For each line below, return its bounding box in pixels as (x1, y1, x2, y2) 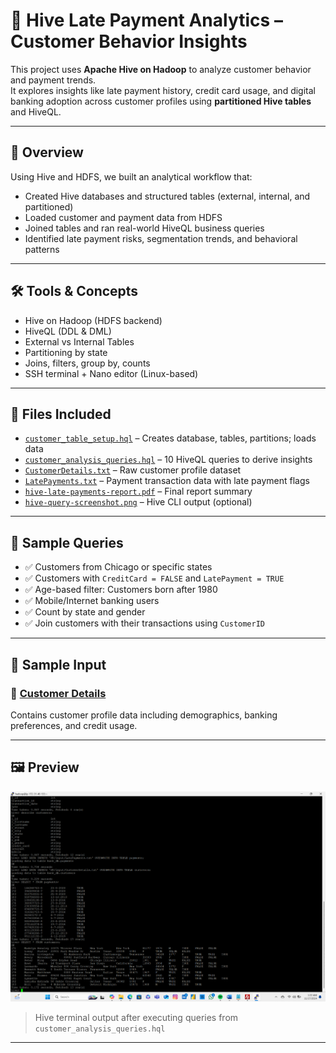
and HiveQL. (10, 105, 62, 118)
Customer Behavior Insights (10, 30, 248, 53)
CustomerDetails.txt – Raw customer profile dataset (24, 464, 242, 476)
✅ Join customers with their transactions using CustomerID (24, 617, 265, 629)
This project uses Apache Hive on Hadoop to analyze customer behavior (10, 63, 312, 75)
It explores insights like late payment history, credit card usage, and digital (10, 84, 316, 96)
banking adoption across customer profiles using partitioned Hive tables (10, 95, 312, 107)
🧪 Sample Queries (10, 534, 124, 551)
